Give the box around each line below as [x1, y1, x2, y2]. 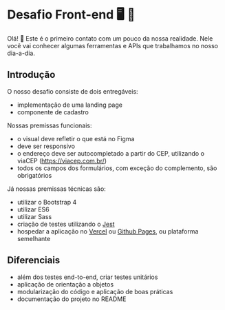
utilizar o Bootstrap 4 [17, 198, 77, 206]
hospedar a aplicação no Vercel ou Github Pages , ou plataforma [17, 227, 199, 236]
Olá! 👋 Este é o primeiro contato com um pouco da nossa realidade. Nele [7, 34, 213, 43]
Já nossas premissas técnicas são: [7, 185, 107, 193]
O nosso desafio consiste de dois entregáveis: [7, 87, 139, 95]
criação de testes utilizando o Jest [17, 220, 115, 228]
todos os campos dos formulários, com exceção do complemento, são [17, 164, 217, 172]
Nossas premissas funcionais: [7, 121, 92, 130]
